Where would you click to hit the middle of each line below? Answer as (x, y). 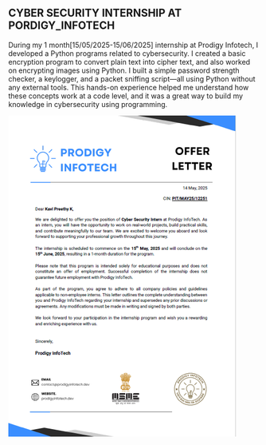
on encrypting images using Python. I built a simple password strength (124, 70)
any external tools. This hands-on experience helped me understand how (129, 87)
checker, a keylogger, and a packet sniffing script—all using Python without (132, 78)
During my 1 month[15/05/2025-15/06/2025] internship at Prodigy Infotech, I (133, 45)
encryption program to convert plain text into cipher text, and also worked (129, 62)
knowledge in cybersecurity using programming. (88, 104)
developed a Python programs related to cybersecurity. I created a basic (127, 53)
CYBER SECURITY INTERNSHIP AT (95, 13)
